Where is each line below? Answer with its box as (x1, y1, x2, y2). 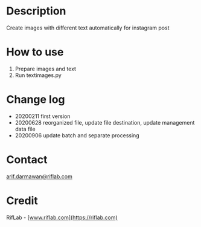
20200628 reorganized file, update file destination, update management (14, 119, 195, 126)
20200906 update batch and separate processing (14, 131, 140, 139)
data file (14, 125, 36, 132)
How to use (6, 45, 64, 59)
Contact (6, 153, 48, 166)
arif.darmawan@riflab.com (6, 173, 72, 180)
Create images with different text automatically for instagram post (6, 24, 170, 31)
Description (6, 4, 66, 18)
